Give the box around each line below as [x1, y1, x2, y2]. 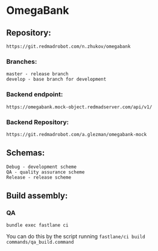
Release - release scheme [6, 174, 71, 181]
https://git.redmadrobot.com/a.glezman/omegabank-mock [6, 131, 147, 137]
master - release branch [6, 71, 69, 77]
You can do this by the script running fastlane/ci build [6, 233, 146, 240]
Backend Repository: [6, 118, 69, 126]
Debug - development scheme [6, 164, 77, 170]
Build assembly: [6, 191, 68, 201]
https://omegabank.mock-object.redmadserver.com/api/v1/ [6, 104, 153, 110]
